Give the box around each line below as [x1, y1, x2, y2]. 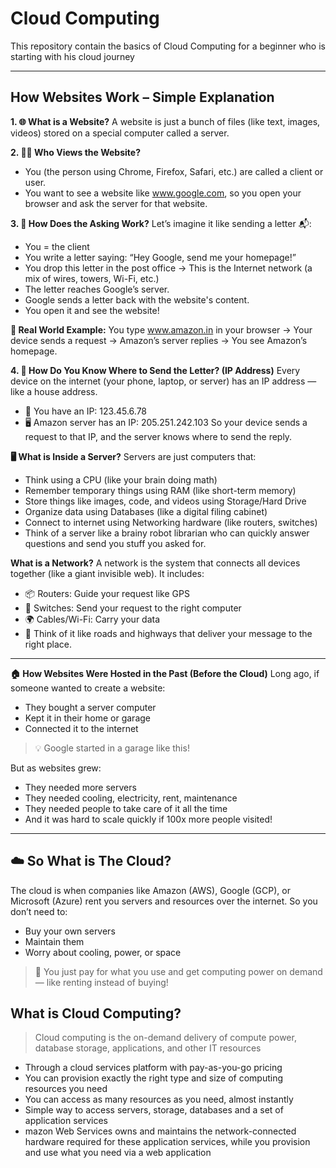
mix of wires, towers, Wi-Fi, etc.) [24, 272, 160, 284]
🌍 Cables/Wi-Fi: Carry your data [24, 613, 161, 625]
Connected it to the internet [24, 722, 139, 734]
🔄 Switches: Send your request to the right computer [24, 602, 242, 614]
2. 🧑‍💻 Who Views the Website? [10, 146, 141, 158]
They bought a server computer [24, 701, 157, 713]
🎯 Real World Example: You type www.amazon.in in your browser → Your [10, 323, 313, 336]
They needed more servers [24, 781, 137, 793]
